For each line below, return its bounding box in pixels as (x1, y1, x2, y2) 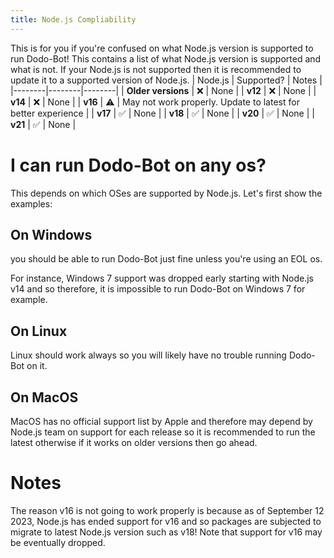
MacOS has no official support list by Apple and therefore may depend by (10, 416, 313, 427)
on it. (26, 360, 48, 372)
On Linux (10, 322, 68, 340)
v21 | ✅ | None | (10, 118, 77, 130)
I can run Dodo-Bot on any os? (10, 154, 267, 176)
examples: (10, 197, 53, 210)
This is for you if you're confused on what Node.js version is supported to (10, 42, 314, 54)
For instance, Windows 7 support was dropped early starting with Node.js (10, 272, 314, 285)
